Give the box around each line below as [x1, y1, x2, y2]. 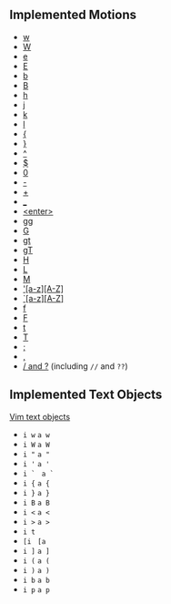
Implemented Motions [9, 7, 136, 23]
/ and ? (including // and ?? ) [22, 360, 129, 372]
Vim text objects [9, 411, 71, 422]
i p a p [22, 585, 50, 595]
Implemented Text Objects [9, 387, 163, 403]
